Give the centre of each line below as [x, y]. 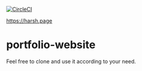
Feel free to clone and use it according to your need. [71, 61]
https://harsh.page [29, 21]
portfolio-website [51, 45]
